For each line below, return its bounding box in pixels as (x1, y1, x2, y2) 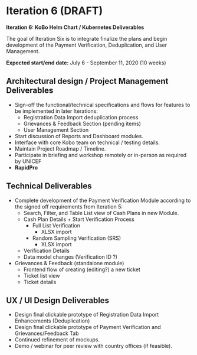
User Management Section (23, 126, 89, 133)
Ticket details (23, 278, 57, 285)
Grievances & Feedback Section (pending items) (23, 120, 142, 127)
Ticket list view (23, 272, 60, 279)
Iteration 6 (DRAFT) (6, 4, 103, 18)
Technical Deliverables (6, 181, 92, 191)
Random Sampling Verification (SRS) (32, 235, 122, 242)
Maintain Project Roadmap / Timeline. (14, 145, 106, 152)
